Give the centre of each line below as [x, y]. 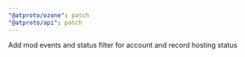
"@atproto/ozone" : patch [49, 15]
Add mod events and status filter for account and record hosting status [123, 45]
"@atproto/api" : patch [45, 23]
